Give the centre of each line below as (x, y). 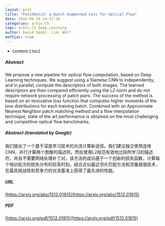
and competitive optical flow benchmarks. (48, 121)
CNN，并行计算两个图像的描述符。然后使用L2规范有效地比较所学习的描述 (79, 152)
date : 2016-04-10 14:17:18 (33, 19)
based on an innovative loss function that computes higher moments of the (81, 101)
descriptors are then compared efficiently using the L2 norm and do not (78, 90)
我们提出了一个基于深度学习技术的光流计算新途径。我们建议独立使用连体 (78, 146)
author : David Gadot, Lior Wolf (38, 32)
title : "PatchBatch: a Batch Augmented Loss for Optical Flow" (71, 14)
